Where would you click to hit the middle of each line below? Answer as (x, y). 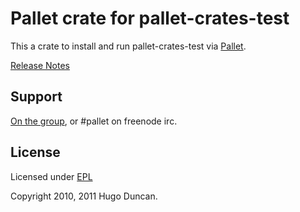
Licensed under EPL (51, 176)
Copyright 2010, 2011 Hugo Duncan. (84, 196)
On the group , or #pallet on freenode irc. (94, 121)
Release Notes (40, 65)
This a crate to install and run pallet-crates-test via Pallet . (128, 46)
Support (36, 97)
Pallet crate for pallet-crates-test (150, 18)
